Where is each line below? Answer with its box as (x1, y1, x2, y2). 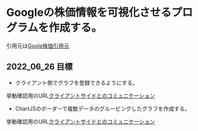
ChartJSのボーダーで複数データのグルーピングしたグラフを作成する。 (15, 105, 191, 112)
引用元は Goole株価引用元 (6, 42, 69, 49)
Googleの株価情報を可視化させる (6, 5, 172, 19)
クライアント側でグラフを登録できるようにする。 (15, 79, 138, 86)
